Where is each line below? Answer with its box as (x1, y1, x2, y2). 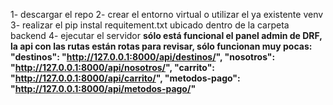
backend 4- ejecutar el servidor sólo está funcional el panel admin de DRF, (10, 30, 323, 41)
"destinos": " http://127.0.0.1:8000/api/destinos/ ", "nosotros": (10, 51, 276, 63)
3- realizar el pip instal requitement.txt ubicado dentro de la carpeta (10, 19, 290, 31)
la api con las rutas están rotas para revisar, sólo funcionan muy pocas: (10, 40, 313, 52)
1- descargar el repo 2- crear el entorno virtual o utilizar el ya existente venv (10, 9, 324, 20)
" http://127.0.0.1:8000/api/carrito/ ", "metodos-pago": (10, 72, 241, 84)
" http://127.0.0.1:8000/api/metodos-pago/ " (10, 83, 197, 94)
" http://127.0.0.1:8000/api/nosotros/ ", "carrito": (10, 62, 216, 73)
